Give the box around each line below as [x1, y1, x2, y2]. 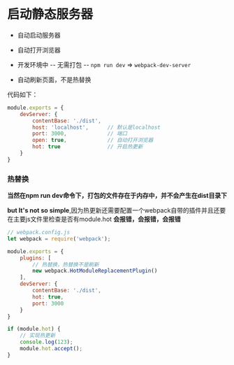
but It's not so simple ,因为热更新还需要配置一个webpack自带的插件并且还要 [7, 206, 226, 215]
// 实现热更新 [20, 332, 56, 339]
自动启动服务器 [17, 31, 61, 39]
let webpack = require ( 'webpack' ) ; [7, 235, 111, 242]
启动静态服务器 [7, 6, 94, 22]
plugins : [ [20, 255, 52, 262]
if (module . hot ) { [7, 326, 61, 333]
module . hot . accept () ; [20, 345, 82, 352]
